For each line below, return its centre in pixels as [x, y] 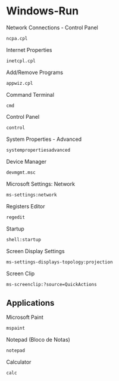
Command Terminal [30, 94]
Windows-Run [43, 11]
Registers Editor [26, 206]
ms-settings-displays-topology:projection [59, 262]
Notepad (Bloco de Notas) [38, 340]
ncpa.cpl [17, 38]
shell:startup [24, 239]
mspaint [16, 328]
